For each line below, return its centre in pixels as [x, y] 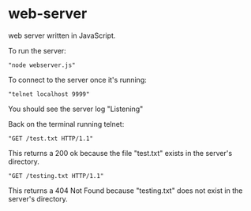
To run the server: [37, 50]
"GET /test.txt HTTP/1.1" [51, 139]
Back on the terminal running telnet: [66, 124]
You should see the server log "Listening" [76, 109]
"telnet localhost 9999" [49, 94]
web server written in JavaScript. [62, 35]
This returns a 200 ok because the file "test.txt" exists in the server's [120, 153]
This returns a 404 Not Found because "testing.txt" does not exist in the [126, 191]
